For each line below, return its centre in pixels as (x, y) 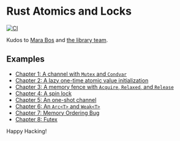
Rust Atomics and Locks (69, 11)
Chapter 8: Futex (36, 119)
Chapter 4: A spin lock (43, 93)
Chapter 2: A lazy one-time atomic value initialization (82, 80)
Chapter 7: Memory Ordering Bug (57, 113)
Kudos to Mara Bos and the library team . (57, 40)
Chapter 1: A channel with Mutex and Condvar (71, 74)
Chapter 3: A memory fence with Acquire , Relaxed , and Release (95, 87)
